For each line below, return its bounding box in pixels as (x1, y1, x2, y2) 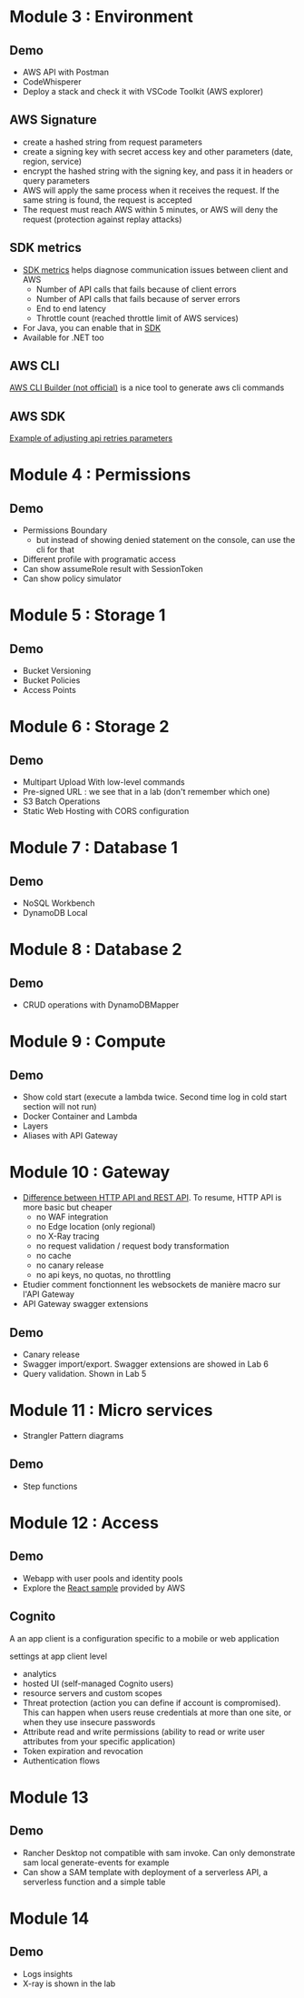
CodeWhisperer (22, 76, 82, 87)
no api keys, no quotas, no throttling (35, 1270, 171, 1280)
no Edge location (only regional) (35, 1221, 156, 1232)
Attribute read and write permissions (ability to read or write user (22, 1726, 266, 1737)
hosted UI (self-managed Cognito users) (22, 1678, 174, 1689)
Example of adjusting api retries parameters (9, 433, 173, 444)
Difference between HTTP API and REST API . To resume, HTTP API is (22, 1192, 282, 1203)
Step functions (22, 1481, 78, 1491)
